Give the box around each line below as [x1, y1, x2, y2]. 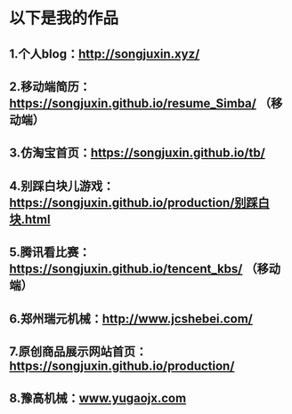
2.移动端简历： [9, 79, 92, 94]
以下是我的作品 [9, 8, 119, 28]
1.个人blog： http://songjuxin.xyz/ [9, 46, 200, 61]
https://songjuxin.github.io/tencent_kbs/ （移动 [9, 261, 280, 276]
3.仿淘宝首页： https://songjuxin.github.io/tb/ [9, 146, 265, 161]
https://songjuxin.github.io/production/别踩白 [9, 195, 270, 210]
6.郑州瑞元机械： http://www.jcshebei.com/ [9, 311, 254, 326]
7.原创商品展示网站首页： [9, 344, 148, 359]
